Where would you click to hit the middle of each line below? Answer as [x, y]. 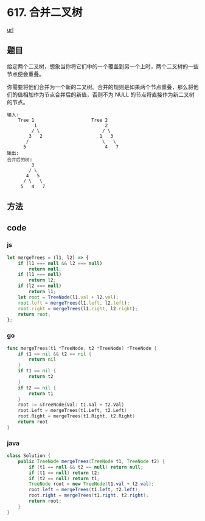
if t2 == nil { [37, 388]
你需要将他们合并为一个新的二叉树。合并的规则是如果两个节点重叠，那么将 [100, 87]
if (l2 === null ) [40, 286]
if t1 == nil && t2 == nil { [55, 354]
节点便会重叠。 [26, 74]
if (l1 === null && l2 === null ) [60, 263]
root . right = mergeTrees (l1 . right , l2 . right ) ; [78, 308]
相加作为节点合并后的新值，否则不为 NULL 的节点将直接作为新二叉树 [109, 94]
